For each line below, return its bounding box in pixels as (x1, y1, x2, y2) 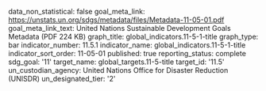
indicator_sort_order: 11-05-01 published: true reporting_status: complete (8, 49, 246, 58)
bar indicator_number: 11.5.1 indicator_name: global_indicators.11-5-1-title (8, 40, 246, 50)
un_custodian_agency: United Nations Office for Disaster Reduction (8, 66, 229, 74)
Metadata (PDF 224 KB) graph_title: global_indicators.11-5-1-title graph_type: (8, 32, 259, 41)
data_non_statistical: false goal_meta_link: (8, 7, 145, 16)
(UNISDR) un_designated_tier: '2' (8, 74, 117, 83)
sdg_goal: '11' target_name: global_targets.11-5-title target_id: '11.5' (8, 57, 225, 66)
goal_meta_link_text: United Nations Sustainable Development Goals (8, 24, 232, 32)
